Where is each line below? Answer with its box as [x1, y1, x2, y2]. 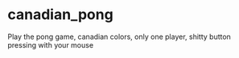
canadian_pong [7, 6, 113, 24]
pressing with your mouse [7, 40, 94, 49]
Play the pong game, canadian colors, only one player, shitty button [7, 32, 231, 41]
